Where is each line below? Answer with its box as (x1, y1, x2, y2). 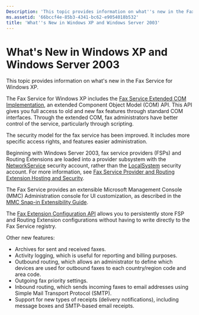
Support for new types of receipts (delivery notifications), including (14, 296, 179, 303)
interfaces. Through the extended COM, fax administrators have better (6, 114, 178, 121)
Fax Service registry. (6, 223, 57, 230)
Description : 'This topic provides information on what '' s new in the (6, 8, 184, 15)
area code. (14, 271, 41, 278)
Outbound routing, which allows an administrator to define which (14, 258, 173, 265)
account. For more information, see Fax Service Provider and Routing (6, 168, 175, 175)
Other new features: (6, 234, 55, 242)
